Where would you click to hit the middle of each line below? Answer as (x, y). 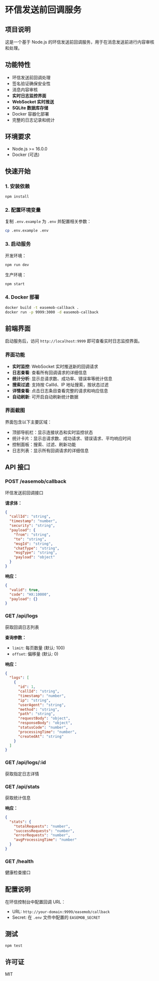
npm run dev (17, 265)
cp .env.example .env (27, 231)
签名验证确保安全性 (31, 84)
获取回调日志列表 (22, 627)
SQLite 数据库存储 (30, 108)
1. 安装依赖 (17, 186)
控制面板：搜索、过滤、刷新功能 (44, 444)
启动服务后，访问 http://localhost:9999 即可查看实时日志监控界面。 (74, 341)
